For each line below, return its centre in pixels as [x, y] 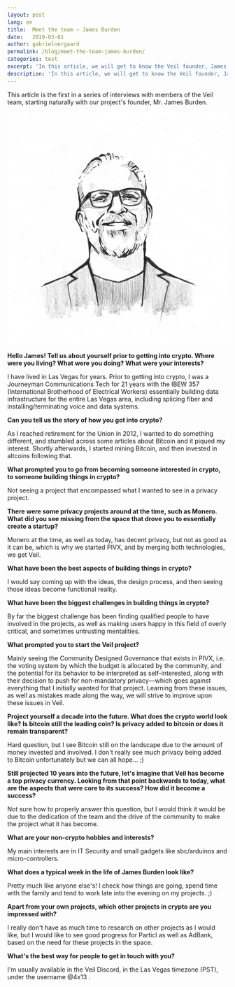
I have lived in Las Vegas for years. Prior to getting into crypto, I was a [108, 376]
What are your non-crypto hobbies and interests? [81, 837]
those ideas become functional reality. [62, 589]
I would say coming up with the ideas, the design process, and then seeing [115, 581]
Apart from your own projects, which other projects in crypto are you [109, 907]
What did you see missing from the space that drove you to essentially [112, 518]
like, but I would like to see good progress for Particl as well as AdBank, [110, 935]
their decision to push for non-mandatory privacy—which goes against [109, 680]
